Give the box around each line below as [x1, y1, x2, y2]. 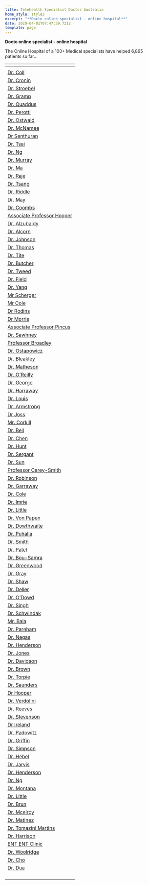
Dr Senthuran [7, 133, 38, 140]
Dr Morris [7, 316, 29, 323]
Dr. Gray [7, 570, 27, 577]
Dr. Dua [7, 864, 25, 871]
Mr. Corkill [7, 419, 32, 426]
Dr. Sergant [7, 451, 34, 458]
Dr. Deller [7, 586, 29, 593]
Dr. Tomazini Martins [7, 825, 55, 832]
